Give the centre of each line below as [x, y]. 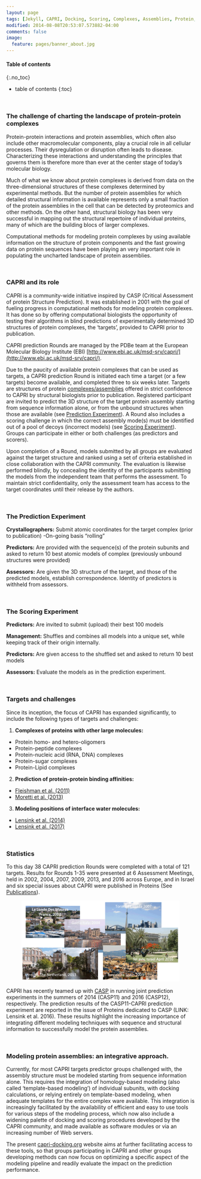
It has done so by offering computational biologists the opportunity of [92, 314]
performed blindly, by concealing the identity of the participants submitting [98, 470]
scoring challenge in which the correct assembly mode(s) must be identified [100, 420]
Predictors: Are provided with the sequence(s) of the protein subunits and [98, 547]
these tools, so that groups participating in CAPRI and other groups [89, 1151]
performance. [23, 1170]
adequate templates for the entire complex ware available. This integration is [100, 1101]
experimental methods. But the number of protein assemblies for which [94, 193]
